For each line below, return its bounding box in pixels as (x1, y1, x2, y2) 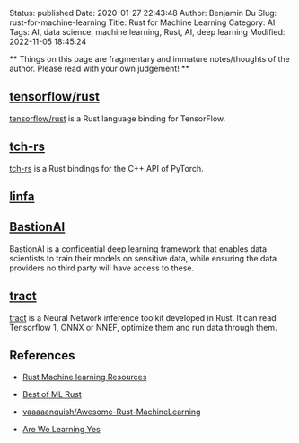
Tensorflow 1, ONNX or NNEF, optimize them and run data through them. (9, 322, 277, 332)
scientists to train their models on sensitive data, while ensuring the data (9, 253, 277, 263)
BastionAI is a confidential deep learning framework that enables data (9, 243, 268, 254)
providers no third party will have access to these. (9, 262, 195, 273)
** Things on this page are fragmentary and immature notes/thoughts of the (9, 54, 290, 64)
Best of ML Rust (22, 389, 83, 400)
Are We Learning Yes (22, 424, 101, 435)
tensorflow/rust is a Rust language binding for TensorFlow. (9, 112, 226, 124)
